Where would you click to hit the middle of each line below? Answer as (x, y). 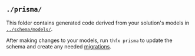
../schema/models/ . (29, 29)
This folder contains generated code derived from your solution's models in (98, 23)
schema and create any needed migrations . (59, 46)
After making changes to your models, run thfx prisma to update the (89, 40)
